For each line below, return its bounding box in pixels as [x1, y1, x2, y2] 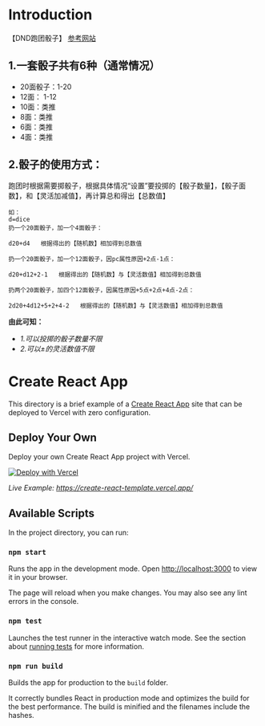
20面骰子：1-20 [19, 82, 72, 92]
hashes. [8, 711, 34, 720]
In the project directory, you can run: [8, 528, 129, 537]
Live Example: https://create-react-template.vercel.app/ [8, 483, 194, 493]
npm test [8, 617, 42, 626]
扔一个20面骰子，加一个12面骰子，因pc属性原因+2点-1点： [8, 255, 176, 263]
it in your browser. [8, 573, 68, 582]
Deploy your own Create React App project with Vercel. [8, 452, 191, 462]
